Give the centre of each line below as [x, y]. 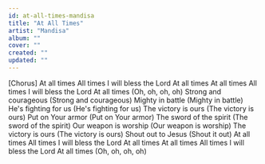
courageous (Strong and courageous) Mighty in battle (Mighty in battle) [126, 100]
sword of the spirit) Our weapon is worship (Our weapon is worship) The [127, 126]
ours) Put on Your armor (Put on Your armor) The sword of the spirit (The [128, 117]
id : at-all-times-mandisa [51, 16]
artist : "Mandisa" [39, 30]
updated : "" [28, 61]
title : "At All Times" [46, 23]
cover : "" [25, 46]
